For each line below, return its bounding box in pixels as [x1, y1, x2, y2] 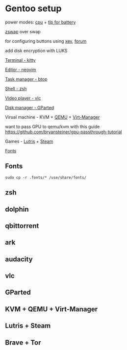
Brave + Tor [5, 338, 41, 347]
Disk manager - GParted [5, 104, 54, 110]
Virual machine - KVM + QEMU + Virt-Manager [5, 114, 100, 120]
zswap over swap [5, 28, 41, 34]
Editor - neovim [5, 67, 36, 73]
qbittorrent [5, 222, 39, 230]
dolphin [5, 205, 29, 213]
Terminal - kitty [5, 57, 36, 63]
